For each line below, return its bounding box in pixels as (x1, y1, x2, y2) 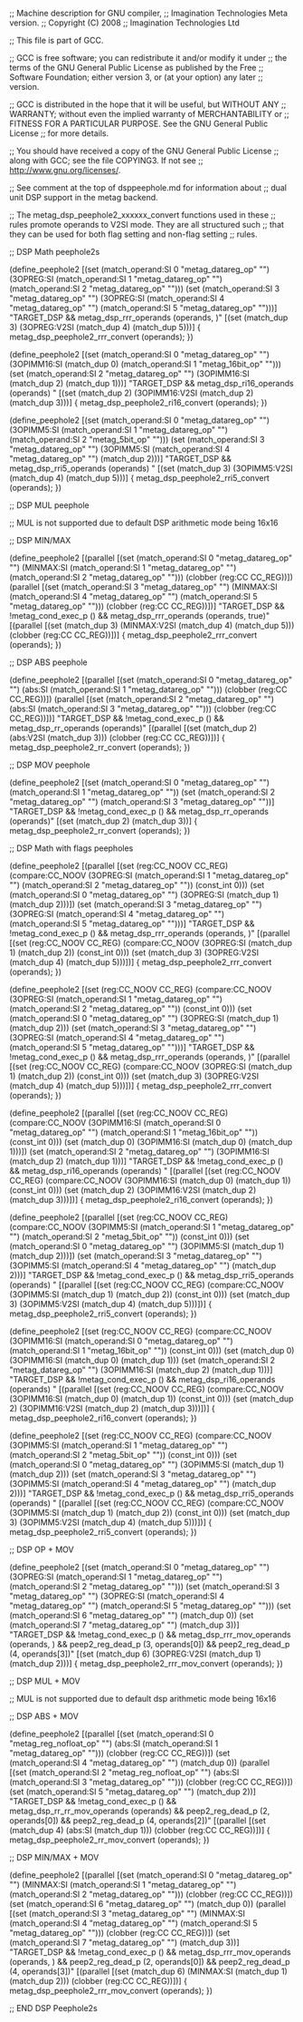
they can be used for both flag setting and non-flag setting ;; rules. (9, 229, 258, 239)
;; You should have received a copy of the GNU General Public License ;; (9, 145, 279, 156)
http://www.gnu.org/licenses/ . (9, 165, 121, 175)
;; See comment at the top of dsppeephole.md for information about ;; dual (9, 182, 288, 193)
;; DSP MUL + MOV (9, 1675, 81, 1686)
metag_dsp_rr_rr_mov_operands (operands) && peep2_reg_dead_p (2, (9, 1805, 270, 1816)
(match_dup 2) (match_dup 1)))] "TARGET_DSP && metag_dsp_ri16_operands (9, 378, 294, 388)
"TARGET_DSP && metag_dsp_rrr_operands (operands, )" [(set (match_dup (9, 312, 289, 323)
